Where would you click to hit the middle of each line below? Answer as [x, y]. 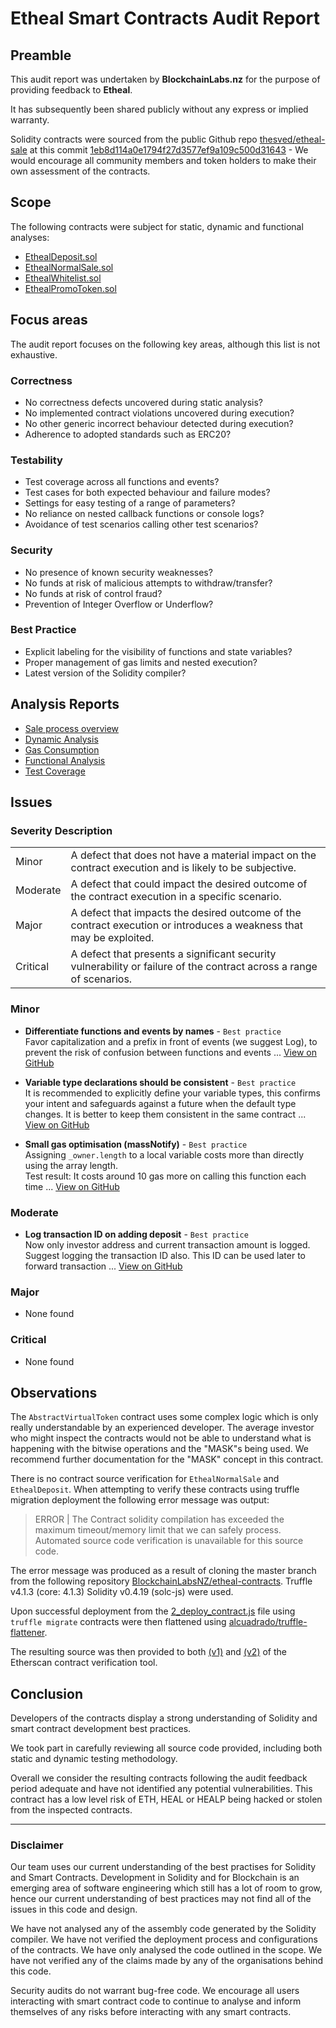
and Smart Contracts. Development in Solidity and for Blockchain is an [155, 1878]
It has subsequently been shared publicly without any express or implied [159, 109]
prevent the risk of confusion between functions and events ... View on [170, 1052]
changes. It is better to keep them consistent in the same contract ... [165, 1114]
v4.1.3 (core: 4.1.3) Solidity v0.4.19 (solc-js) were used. [122, 1592]
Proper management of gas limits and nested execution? [141, 662]
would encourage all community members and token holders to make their [163, 160]
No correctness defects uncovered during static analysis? [143, 402]
